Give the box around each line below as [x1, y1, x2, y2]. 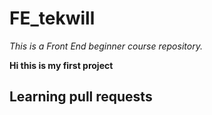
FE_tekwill [9, 7, 96, 30]
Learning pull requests [9, 88, 153, 106]
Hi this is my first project [9, 59, 114, 71]
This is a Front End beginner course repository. [9, 40, 203, 52]
